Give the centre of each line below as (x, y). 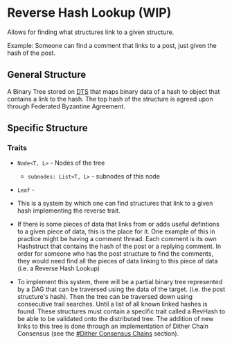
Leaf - (26, 190)
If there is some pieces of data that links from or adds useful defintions (118, 224)
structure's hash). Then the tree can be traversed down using (105, 297)
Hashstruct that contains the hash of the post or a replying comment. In (119, 246)
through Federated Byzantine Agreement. (66, 106)
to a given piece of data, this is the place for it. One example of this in (116, 231)
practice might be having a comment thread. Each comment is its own (117, 239)
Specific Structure (47, 128)
